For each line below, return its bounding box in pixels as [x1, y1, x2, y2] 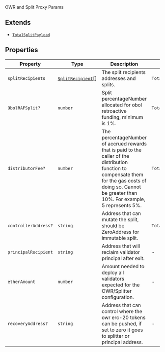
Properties [5, 46, 38, 54]
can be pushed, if [101, 320, 142, 327]
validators [101, 275, 124, 282]
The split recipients [101, 69, 146, 75]
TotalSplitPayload [12, 32, 50, 37]
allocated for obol [101, 101, 142, 108]
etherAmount [7, 279, 36, 284]
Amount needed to [101, 263, 145, 270]
